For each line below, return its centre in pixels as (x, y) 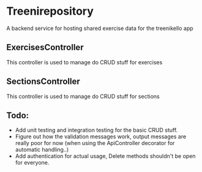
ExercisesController (45, 47)
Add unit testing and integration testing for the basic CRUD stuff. (96, 130)
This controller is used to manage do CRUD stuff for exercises (84, 62)
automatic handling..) (42, 150)
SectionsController (43, 82)
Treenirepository (50, 11)
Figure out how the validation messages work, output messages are (101, 136)
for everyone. (32, 163)
